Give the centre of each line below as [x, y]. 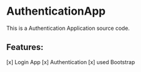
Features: [25, 47]
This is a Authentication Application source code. [68, 28]
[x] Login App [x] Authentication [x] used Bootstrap [71, 62]
